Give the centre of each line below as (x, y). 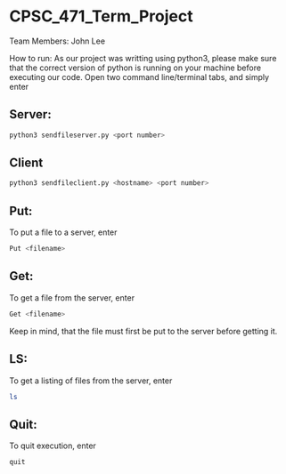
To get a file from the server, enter (72, 297)
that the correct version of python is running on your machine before (135, 68)
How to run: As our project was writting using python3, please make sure (143, 58)
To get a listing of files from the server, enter (91, 381)
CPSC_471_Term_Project (101, 16)
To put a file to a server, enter (63, 232)
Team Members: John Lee (57, 41)
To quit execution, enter (53, 446)
